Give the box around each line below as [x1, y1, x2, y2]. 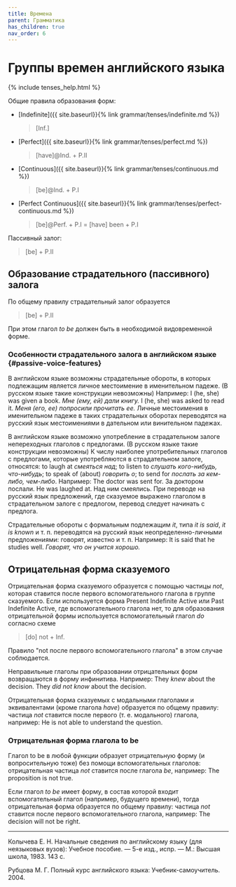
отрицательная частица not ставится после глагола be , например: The [8, 766, 220, 775]
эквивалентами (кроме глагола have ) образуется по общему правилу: [8, 703, 219, 712]
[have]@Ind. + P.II [35, 151, 88, 160]
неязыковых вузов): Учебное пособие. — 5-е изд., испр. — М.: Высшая [8, 845, 221, 853]
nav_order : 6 [8, 29, 46, 37]
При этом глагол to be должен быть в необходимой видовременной [8, 325, 212, 333]
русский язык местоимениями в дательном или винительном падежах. [8, 419, 223, 428]
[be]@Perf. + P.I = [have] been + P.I [35, 220, 139, 229]
